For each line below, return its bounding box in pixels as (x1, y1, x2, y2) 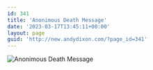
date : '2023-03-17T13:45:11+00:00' (7, 23, 111, 30)
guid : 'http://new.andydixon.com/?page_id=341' (7, 36, 148, 43)
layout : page (7, 29, 45, 37)
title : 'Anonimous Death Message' (7, 17, 108, 24)
